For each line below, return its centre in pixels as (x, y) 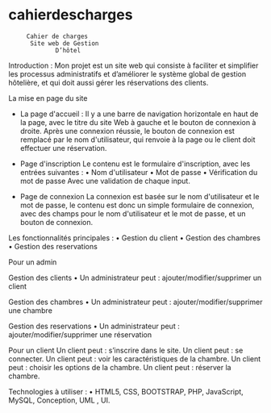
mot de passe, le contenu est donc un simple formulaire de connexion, (137, 205)
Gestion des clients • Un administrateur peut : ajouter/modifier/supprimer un (135, 277)
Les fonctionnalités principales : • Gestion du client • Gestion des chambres (134, 238)
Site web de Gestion (64, 43)
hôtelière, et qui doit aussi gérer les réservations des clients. (108, 82)
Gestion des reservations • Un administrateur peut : (94, 326)
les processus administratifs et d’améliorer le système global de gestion (127, 73)
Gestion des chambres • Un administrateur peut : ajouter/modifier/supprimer (135, 302)
